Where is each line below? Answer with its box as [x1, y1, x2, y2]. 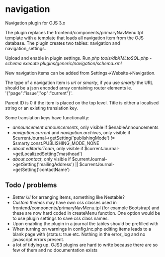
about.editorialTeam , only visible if [12, 145, 83, 151]
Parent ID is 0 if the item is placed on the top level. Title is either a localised [5, 99, 159, 105]
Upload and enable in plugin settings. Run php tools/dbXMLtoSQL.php [5, 55, 149, 61]
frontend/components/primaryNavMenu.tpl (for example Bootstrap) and [12, 205, 160, 211]
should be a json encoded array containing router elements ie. [5, 85, 133, 90]
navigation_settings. [5, 45, 46, 51]
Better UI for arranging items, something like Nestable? [12, 194, 125, 200]
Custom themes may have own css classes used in [12, 199, 117, 205]
